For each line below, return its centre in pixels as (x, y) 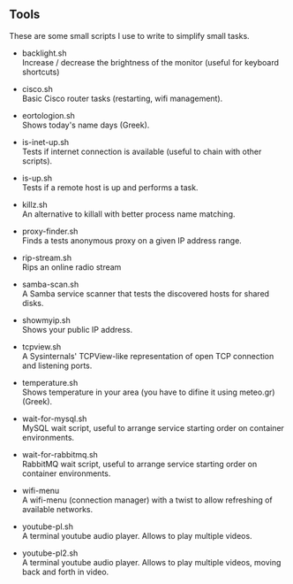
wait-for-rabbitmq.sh (60, 454)
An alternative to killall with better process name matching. (128, 214)
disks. (33, 303)
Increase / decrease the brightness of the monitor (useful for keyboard (150, 62)
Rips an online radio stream (71, 267)
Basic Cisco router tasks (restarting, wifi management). (122, 98)
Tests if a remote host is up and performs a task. (110, 187)
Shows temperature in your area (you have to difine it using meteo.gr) (148, 392)
